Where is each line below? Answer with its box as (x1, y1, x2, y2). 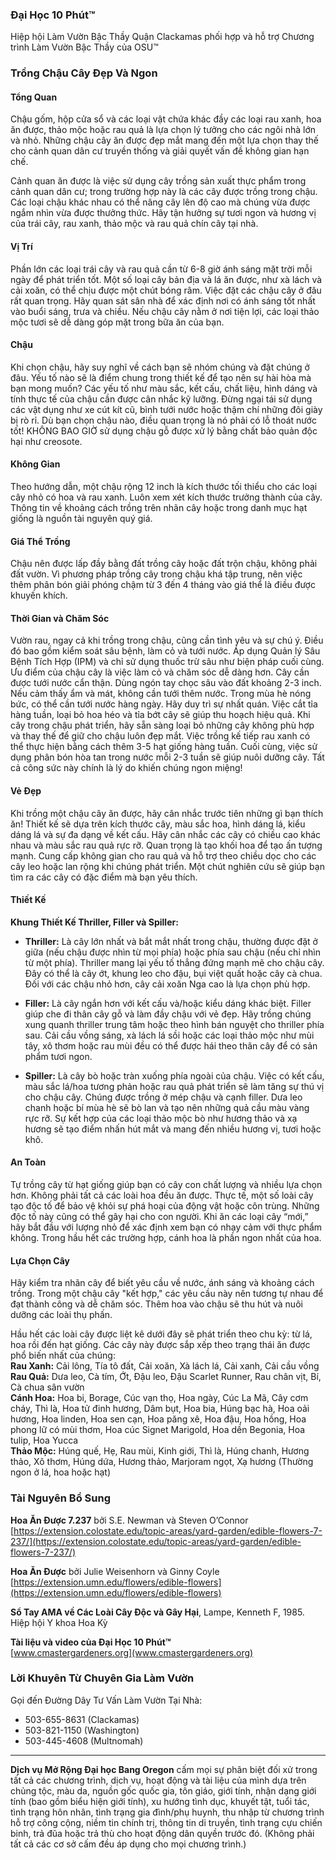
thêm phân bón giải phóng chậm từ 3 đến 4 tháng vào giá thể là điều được (10, 579, 316, 591)
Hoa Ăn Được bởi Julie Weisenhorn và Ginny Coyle (10, 1565, 220, 1577)
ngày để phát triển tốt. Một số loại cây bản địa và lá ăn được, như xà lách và (10, 273, 323, 285)
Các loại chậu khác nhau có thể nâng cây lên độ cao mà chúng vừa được (10, 196, 311, 208)
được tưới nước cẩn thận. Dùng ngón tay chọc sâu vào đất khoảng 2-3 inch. (10, 677, 322, 689)
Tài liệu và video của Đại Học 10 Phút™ (10, 1636, 172, 1648)
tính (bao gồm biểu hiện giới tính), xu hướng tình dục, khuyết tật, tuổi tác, (10, 1795, 310, 1807)
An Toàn (10, 1156, 47, 1168)
